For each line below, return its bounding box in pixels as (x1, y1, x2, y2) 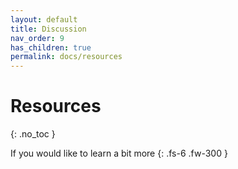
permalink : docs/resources (10, 52, 123, 62)
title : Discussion (10, 24, 87, 34)
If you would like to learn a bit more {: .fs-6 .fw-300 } (10, 147, 228, 160)
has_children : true (10, 42, 92, 53)
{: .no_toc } (10, 128, 56, 140)
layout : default (10, 14, 78, 25)
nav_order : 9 (10, 33, 65, 43)
